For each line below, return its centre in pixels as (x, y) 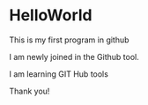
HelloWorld (51, 15)
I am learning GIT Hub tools (59, 74)
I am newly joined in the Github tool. (74, 56)
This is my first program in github (69, 40)
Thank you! (30, 91)
